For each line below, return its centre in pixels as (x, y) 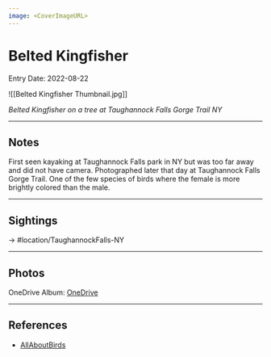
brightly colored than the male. (59, 187)
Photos (27, 273)
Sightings (33, 220)
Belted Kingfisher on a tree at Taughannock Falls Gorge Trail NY (115, 109)
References (38, 325)
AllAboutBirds (43, 345)
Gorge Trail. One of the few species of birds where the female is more (124, 179)
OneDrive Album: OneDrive (53, 292)
